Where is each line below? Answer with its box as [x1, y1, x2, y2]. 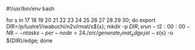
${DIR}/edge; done [6, 37, 52, 44]
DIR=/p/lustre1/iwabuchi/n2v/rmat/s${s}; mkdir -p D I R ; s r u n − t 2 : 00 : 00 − [6, 23, 190, 30]
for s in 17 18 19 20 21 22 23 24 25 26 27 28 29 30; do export [6, 17, 156, 23]
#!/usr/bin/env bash [6, 5, 55, 12]
